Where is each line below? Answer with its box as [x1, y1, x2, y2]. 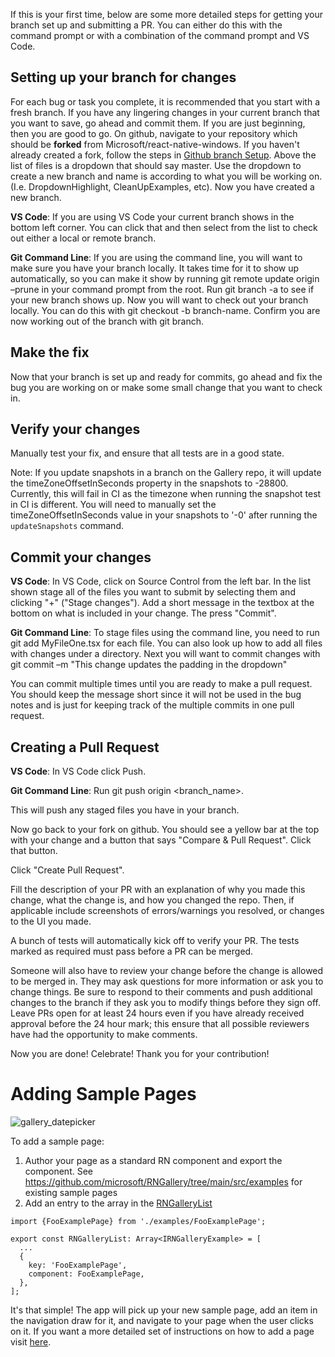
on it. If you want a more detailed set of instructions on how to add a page [10, 1325, 315, 1337]
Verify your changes [10, 421, 141, 438]
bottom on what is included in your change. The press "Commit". [10, 607, 277, 619]
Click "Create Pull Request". [10, 864, 125, 876]
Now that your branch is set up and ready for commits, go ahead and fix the [10, 370, 323, 383]
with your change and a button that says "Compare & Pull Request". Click [10, 834, 312, 846]
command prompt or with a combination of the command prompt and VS [10, 30, 310, 41]
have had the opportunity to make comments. [10, 1029, 198, 1041]
